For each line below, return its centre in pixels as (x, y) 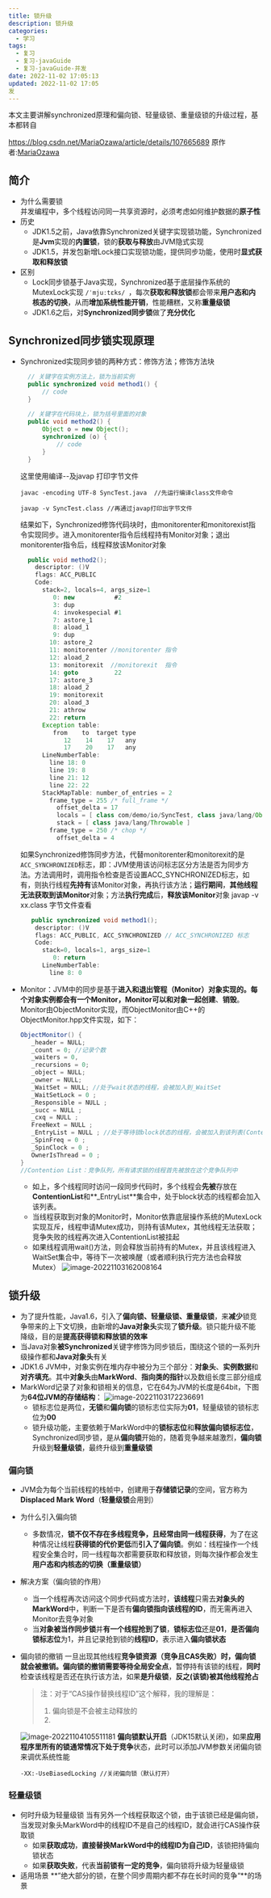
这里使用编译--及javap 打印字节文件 (79, 476)
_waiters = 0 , (55, 1057)
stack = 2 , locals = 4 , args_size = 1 (96, 590)
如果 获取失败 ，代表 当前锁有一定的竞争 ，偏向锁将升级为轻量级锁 (138, 1865)
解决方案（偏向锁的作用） (63, 1582)
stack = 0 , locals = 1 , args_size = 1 (96, 951)
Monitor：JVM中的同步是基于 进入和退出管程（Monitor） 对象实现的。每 (139, 989)
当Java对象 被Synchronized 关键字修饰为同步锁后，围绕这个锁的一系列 (137, 1347)
